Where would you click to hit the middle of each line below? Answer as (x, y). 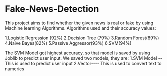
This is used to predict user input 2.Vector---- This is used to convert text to (83, 63)
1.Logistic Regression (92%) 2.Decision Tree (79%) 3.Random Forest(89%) (82, 38)
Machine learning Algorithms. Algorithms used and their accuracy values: (81, 28)
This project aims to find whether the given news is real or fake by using (79, 23)
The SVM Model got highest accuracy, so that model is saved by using (78, 53)
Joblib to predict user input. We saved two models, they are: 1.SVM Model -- (83, 58)
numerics (15, 69)
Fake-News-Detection (52, 9)
